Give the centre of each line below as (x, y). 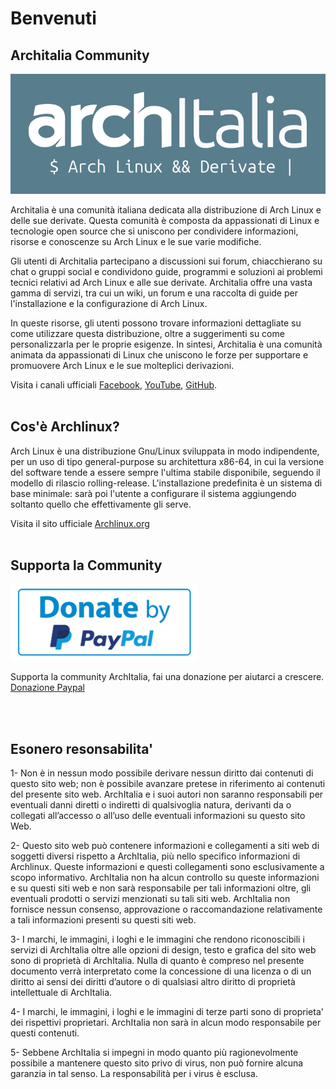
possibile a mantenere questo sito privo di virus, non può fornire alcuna (157, 1063)
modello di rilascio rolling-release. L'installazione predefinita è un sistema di (166, 483)
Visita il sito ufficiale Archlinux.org (80, 523)
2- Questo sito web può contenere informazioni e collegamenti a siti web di (165, 846)
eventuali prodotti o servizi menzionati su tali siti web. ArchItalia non (150, 899)
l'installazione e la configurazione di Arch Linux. (109, 303)
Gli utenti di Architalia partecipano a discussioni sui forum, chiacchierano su (166, 261)
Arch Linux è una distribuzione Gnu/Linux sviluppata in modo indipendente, (165, 451)
